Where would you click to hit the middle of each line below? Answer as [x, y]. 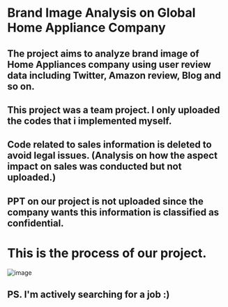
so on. [21, 86]
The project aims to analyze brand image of [104, 53]
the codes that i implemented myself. [90, 121]
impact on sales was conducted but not [94, 167]
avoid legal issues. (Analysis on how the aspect [113, 156]
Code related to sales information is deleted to [109, 145]
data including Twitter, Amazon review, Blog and [114, 75]
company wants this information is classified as [113, 212]
